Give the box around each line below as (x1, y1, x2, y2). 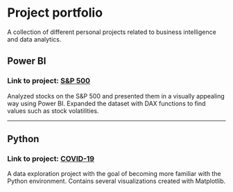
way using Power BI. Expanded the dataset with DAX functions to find (7, 99, 206, 107)
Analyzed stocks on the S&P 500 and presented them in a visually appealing (7, 91, 225, 100)
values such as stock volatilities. (7, 106, 99, 115)
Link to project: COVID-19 (7, 154, 95, 164)
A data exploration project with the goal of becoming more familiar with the (7, 170, 221, 178)
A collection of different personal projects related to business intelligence (7, 28, 216, 36)
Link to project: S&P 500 (7, 76, 91, 86)
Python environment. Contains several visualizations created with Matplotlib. (7, 177, 226, 185)
